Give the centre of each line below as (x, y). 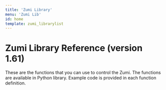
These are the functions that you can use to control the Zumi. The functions (83, 73)
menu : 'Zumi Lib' (23, 14)
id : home (14, 19)
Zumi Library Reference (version (74, 48)
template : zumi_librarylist (34, 24)
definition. (15, 83)
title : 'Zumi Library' (29, 10)
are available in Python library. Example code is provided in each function (81, 78)
